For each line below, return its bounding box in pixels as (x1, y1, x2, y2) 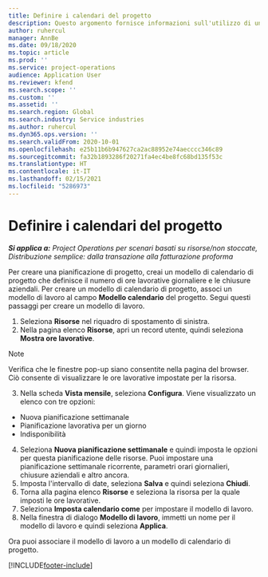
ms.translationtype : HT (8, 160, 88, 168)
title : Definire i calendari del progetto (8, 11, 152, 20)
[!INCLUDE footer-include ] (8, 560, 93, 570)
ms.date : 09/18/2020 (8, 41, 77, 49)
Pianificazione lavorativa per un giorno (19, 421, 147, 430)
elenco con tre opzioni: (19, 397, 96, 406)
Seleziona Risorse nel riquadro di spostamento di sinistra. (19, 316, 210, 326)
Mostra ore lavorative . (19, 333, 95, 343)
